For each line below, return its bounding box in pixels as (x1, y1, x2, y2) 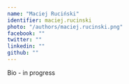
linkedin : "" (7, 43, 45, 50)
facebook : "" (7, 29, 45, 37)
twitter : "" (7, 36, 42, 43)
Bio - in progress (7, 68, 56, 77)
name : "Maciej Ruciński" (7, 10, 79, 17)
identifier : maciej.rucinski (7, 17, 92, 24)
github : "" (7, 50, 39, 57)
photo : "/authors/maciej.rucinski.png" (7, 23, 123, 30)
